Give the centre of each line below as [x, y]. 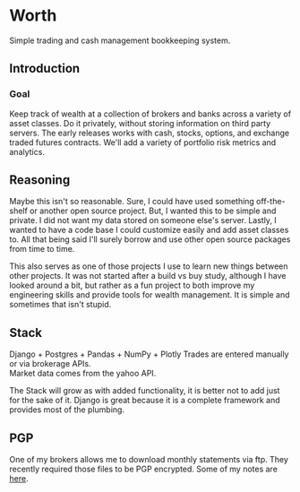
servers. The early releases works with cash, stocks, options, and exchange [149, 133]
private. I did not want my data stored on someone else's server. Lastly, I [143, 220]
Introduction [45, 69]
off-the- [271, 202]
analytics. [27, 151]
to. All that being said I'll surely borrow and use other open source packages [150, 239]
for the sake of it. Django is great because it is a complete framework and [145, 401]
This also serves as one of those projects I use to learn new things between [149, 266]
